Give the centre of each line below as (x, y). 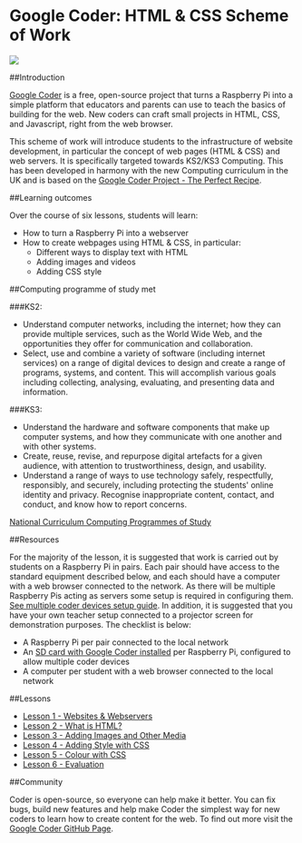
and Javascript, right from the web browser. (92, 124)
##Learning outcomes (51, 197)
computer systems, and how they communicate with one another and (152, 436)
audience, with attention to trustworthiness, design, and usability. (144, 465)
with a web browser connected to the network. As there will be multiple (142, 586)
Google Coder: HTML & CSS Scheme (149, 16)
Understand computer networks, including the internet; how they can (151, 324)
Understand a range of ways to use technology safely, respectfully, (148, 475)
